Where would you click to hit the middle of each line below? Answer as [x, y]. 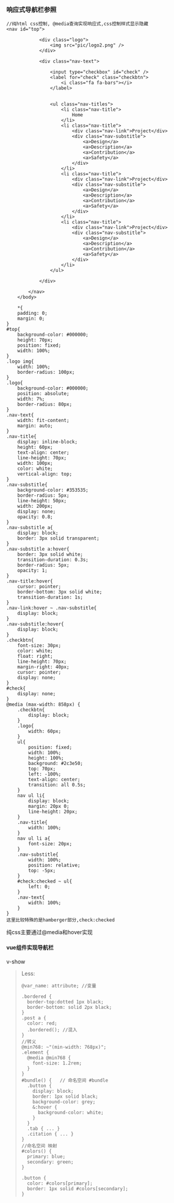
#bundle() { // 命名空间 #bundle [65, 1080]
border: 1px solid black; [66, 1096]
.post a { [34, 1018]
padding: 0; [32, 314]
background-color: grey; [64, 1102]
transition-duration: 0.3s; [53, 560]
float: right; [35, 657]
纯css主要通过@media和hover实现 [49, 932]
